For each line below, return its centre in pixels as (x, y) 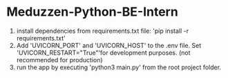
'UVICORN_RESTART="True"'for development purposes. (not (103, 53)
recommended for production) (59, 60)
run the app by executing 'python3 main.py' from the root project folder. (119, 67)
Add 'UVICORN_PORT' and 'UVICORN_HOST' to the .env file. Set (109, 45)
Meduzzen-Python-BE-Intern (93, 12)
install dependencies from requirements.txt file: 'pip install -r (103, 31)
